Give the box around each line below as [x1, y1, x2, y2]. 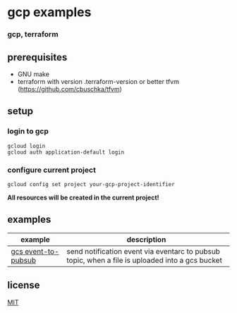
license [7, 279, 40, 291]
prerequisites [7, 51, 68, 63]
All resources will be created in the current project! [7, 193, 160, 202]
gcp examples [7, 4, 92, 20]
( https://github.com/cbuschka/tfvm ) [17, 85, 122, 93]
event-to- [24, 246, 59, 256]
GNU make [17, 70, 49, 78]
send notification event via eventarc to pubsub [66, 246, 221, 256]
